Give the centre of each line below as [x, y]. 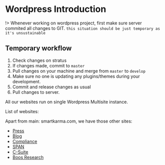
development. [26, 81]
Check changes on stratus [39, 60]
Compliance [25, 141]
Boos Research [28, 157]
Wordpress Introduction [56, 9]
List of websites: [22, 111]
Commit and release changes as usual [52, 87]
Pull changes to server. [36, 92]
